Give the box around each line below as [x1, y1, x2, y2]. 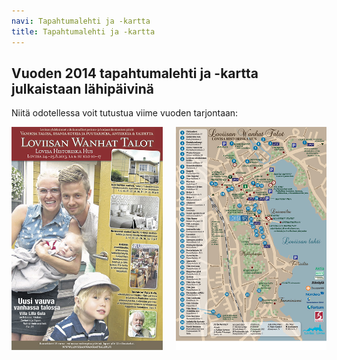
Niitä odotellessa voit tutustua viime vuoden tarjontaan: [11, 107, 239, 119]
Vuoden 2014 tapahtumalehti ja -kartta [11, 65, 259, 82]
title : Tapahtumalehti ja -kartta [11, 26, 156, 37]
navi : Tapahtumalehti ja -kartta [11, 16, 151, 26]
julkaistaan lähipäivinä [11, 80, 155, 97]
